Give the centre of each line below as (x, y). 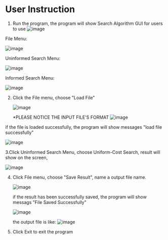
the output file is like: (34, 222)
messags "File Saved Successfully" (50, 202)
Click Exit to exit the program (43, 231)
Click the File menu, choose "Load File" (54, 97)
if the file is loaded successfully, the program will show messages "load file (84, 127)
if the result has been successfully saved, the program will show (79, 197)
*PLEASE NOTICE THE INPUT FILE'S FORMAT (61, 117)
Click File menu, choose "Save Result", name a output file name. (79, 177)
